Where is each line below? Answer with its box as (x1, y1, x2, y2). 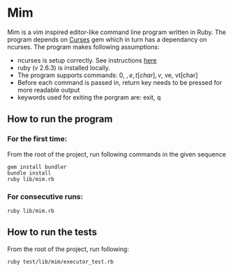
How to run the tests (7, 226, 98, 238)
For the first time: (7, 134, 68, 144)
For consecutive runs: (7, 191, 84, 201)
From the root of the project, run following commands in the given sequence (7, 150, 227, 158)
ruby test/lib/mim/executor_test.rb (7, 258, 114, 265)
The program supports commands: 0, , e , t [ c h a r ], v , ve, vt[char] (17, 71, 198, 79)
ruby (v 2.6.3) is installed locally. (17, 63, 110, 72)
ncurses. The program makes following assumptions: (7, 42, 160, 51)
